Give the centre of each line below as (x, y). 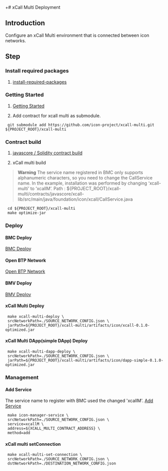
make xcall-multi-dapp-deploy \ (41, 352)
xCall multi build (29, 163)
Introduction (25, 23)
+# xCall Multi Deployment (33, 7)
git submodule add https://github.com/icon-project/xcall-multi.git (81, 125)
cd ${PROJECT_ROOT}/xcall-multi (41, 209)
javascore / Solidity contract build (47, 153)
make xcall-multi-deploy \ (36, 316)
